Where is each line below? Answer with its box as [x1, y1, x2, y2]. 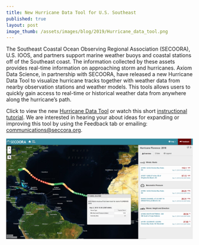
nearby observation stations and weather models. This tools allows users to [6, 83, 191, 90]
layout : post [6, 22, 38, 28]
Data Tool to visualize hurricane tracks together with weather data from [6, 77, 181, 84]
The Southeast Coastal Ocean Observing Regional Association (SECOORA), [6, 45, 191, 53]
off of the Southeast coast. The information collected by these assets [6, 58, 175, 65]
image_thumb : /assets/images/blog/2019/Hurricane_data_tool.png [6, 29, 168, 34]
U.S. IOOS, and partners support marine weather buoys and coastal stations [6, 52, 191, 59]
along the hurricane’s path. [6, 96, 72, 103]
